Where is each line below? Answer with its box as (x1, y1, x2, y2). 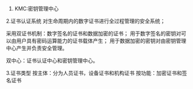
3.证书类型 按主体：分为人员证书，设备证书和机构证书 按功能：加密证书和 (6, 70, 183, 76)
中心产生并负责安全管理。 (6, 44, 68, 52)
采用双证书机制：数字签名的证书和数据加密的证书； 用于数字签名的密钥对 (6, 30, 181, 37)
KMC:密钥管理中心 (14, 5, 59, 12)
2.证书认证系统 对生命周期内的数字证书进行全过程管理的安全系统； (6, 18, 166, 25)
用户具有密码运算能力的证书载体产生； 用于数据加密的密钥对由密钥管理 (16, 37, 187, 44)
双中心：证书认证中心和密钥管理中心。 (6, 57, 98, 64)
